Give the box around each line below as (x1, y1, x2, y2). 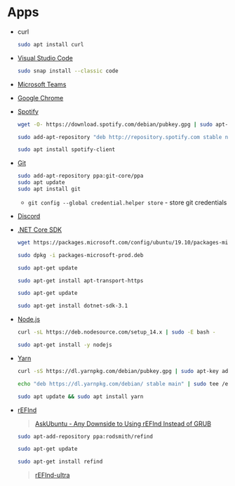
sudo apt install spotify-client (17, 146, 116, 153)
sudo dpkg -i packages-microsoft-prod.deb (17, 251, 144, 258)
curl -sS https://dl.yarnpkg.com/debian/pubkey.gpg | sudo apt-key (17, 367, 220, 374)
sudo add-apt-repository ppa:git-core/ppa (17, 173, 144, 180)
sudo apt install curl (17, 41, 84, 48)
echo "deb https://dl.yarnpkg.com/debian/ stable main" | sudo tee (17, 380, 220, 387)
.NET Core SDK (17, 225, 62, 234)
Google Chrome (17, 93, 64, 102)
